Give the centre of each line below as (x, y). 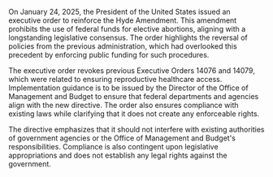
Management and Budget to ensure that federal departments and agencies (134, 96)
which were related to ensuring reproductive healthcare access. (115, 79)
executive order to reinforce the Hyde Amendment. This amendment (123, 20)
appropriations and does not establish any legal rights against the (118, 155)
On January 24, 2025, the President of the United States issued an (119, 12)
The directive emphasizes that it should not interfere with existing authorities (136, 130)
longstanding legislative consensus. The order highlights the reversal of (128, 37)
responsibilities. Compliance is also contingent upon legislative (113, 147)
